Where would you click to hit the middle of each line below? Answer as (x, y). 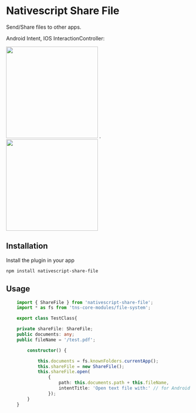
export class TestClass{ (47, 318)
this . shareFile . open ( (64, 372)
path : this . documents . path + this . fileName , (114, 383)
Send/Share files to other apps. (44, 27)
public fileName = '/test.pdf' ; (56, 340)
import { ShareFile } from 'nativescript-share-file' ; (85, 302)
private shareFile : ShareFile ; (55, 329)
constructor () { (47, 350)
